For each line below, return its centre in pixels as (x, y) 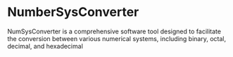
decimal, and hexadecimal (45, 46)
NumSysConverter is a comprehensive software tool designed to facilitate (114, 31)
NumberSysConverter (73, 12)
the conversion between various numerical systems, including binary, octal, (117, 38)
